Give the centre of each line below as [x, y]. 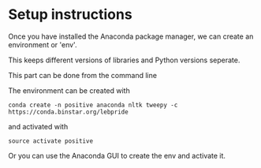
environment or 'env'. [43, 44]
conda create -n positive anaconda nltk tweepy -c [93, 105]
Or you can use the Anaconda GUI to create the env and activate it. [117, 155]
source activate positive [50, 141]
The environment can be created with [69, 90]
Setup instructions [70, 15]
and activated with [38, 126]
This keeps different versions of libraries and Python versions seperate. [124, 60]
